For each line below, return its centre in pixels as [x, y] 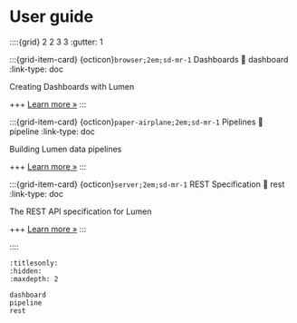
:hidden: [26, 271]
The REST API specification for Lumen [81, 211]
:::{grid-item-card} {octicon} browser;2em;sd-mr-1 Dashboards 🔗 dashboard [149, 59]
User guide [51, 17]
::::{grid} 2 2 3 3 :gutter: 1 [56, 42]
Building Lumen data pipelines [66, 149]
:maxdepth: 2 [34, 279]
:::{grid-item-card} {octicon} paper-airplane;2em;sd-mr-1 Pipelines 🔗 [137, 122]
